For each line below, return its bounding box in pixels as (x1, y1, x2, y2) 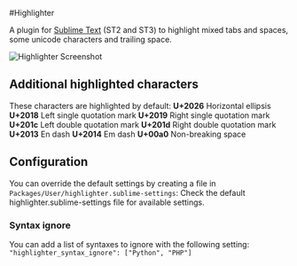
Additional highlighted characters (9, 77, 199, 92)
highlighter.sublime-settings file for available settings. (9, 197, 206, 207)
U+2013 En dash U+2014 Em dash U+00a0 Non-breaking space (9, 129, 246, 139)
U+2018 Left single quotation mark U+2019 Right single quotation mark (9, 110, 270, 121)
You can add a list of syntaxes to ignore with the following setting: (9, 239, 250, 249)
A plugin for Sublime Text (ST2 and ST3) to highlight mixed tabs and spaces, (9, 25, 289, 35)
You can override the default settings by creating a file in (9, 177, 216, 189)
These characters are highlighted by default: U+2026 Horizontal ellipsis (9, 100, 272, 111)
